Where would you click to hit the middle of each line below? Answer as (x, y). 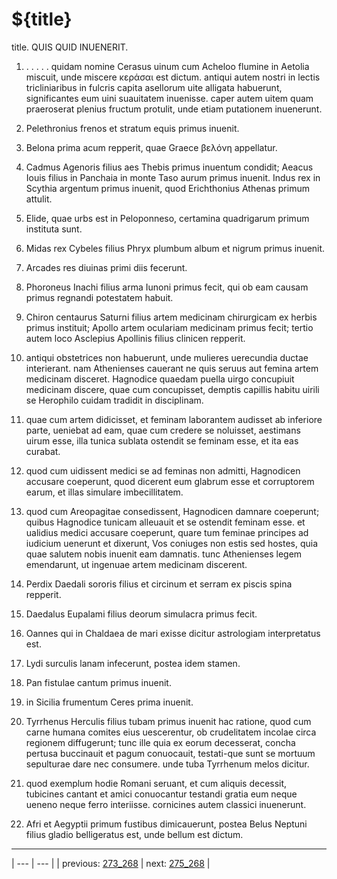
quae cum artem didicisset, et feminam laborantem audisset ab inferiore (174, 419)
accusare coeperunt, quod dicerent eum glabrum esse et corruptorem (170, 481)
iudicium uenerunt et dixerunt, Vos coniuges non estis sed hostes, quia (172, 543)
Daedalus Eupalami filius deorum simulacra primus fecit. (141, 614)
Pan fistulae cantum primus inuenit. (98, 682)
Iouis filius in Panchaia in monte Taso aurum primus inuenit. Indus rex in (173, 177)
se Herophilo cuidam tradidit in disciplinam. (114, 400)
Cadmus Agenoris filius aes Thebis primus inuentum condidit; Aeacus (169, 167)
